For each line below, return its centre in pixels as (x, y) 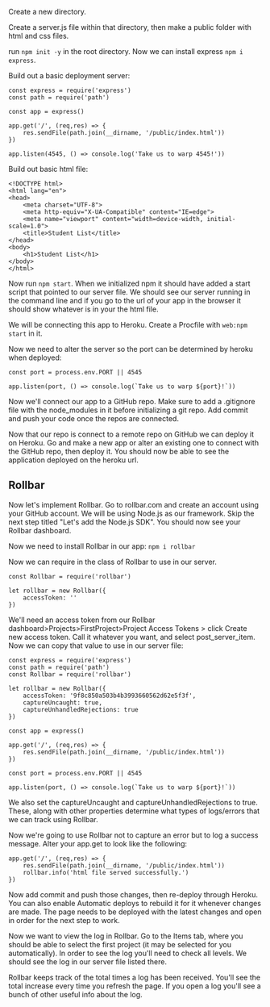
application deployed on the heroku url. (73, 460)
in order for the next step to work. (64, 920)
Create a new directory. (48, 12)
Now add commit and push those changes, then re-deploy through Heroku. (133, 894)
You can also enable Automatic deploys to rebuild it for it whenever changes (135, 903)
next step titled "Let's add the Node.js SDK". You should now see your (125, 522)
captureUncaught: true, (63, 702)
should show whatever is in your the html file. (83, 309)
